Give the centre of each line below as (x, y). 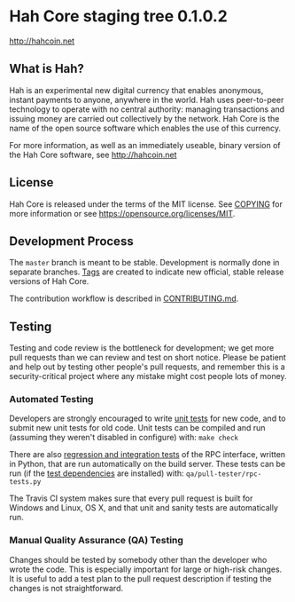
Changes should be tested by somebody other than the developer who (138, 559)
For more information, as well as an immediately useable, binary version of (145, 145)
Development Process (72, 241)
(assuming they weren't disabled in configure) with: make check (124, 438)
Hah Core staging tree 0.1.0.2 (119, 16)
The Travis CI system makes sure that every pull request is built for (131, 498)
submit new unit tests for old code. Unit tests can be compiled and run (137, 428)
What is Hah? (47, 69)
